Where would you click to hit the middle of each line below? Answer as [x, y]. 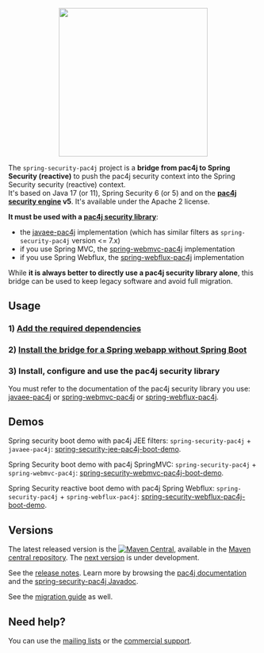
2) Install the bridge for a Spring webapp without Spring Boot [128, 350]
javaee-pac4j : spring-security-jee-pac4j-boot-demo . [95, 449]
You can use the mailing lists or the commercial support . [100, 640]
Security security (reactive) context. [67, 185]
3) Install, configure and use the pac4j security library [114, 371]
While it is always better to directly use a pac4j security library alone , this [131, 273]
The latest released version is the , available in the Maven [130, 549]
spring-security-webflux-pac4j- [193, 497]
